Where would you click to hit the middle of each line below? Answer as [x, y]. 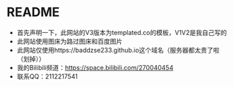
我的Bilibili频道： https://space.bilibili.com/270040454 [95, 67]
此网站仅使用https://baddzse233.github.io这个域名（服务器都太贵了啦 [118, 50]
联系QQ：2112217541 [47, 76]
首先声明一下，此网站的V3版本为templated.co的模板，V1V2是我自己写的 [122, 32]
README [33, 12]
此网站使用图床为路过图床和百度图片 [70, 41]
